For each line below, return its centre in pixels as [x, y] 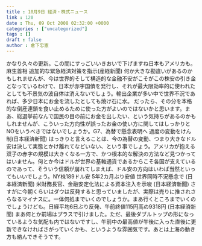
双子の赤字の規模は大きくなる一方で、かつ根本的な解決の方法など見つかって [101, 154]
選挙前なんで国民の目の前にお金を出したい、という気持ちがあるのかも [109, 116]
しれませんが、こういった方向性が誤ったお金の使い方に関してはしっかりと [99, 124]
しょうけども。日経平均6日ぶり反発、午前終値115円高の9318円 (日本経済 [101, 206]
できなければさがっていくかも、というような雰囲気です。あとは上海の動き [103, 229]
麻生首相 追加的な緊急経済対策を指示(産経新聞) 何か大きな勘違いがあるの [97, 71]
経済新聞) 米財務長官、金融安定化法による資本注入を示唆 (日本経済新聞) [100, 184]
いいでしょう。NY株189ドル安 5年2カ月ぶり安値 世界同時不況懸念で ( [102, 176]
